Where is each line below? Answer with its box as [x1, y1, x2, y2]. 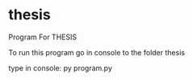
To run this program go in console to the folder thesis [8, 47, 186, 57]
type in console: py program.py [8, 63, 113, 73]
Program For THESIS [8, 32, 78, 42]
